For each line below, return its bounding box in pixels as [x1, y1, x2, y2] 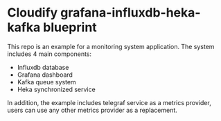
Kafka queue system [17, 77, 76, 86]
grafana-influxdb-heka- [60, 5, 201, 21]
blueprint [42, 19, 97, 35]
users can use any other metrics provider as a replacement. [7, 106, 178, 114]
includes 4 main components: [7, 50, 92, 58]
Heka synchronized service [17, 85, 96, 93]
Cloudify [7, 5, 58, 21]
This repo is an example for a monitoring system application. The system [7, 42, 215, 50]
